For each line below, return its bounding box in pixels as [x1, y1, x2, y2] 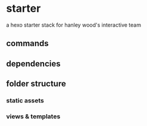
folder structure [6, 79, 67, 89]
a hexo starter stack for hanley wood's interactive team [6, 21, 142, 28]
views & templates [6, 112, 61, 120]
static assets [6, 96, 45, 105]
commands [6, 38, 49, 49]
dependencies [6, 59, 61, 69]
